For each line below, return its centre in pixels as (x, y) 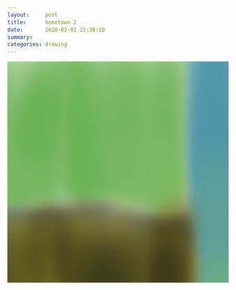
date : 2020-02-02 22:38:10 (56, 29)
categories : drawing (38, 45)
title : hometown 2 (42, 22)
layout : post (33, 15)
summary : (20, 37)
